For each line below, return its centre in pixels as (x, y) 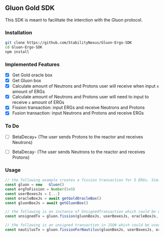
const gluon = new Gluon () (35, 185)
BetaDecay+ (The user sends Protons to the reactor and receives (77, 137)
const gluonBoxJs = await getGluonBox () (47, 203)
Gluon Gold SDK (30, 8)
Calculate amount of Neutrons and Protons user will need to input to (80, 97)
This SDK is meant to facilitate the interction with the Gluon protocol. (74, 20)
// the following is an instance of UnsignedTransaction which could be (81, 212)
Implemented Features (32, 64)
